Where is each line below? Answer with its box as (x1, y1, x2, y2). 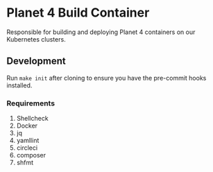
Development (6, 55, 67, 67)
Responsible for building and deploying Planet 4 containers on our (6, 28, 196, 36)
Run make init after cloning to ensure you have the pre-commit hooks (6, 74, 207, 82)
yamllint (16, 137, 40, 145)
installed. (6, 81, 33, 89)
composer (16, 151, 46, 160)
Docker (16, 121, 38, 130)
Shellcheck (16, 114, 49, 123)
